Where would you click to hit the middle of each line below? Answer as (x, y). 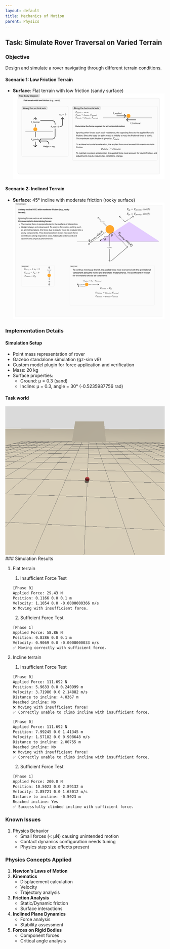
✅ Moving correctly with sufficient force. (60, 648)
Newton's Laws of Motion (40, 871)
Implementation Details (35, 331)
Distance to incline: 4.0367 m (46, 697)
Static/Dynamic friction (44, 903)
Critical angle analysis (43, 940)
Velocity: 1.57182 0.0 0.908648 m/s (51, 737)
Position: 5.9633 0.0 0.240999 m (48, 687)
